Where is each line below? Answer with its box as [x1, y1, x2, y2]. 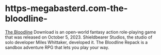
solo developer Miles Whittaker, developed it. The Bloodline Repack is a [5, 39, 148, 45]
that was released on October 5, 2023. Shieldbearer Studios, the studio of [5, 34, 153, 40]
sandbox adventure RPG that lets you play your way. [5, 44, 110, 50]
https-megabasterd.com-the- [5, 3, 128, 14]
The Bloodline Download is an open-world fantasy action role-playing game [5, 29, 156, 35]
